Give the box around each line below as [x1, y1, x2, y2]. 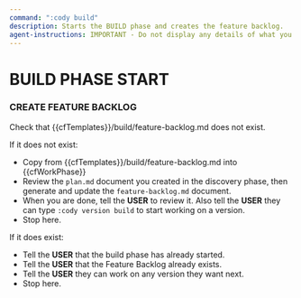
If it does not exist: [9, 139, 78, 150]
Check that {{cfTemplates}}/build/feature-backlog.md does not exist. [9, 121, 266, 132]
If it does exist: [9, 231, 65, 242]
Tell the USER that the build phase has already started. [22, 249, 225, 260]
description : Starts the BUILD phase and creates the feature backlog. [9, 22, 284, 31]
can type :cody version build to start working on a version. [22, 204, 245, 215]
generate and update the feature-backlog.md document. [22, 185, 232, 196]
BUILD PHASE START [9, 69, 169, 89]
